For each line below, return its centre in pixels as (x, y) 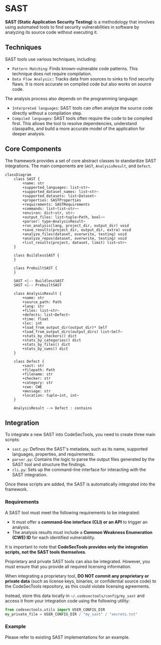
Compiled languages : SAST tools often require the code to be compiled (82, 118)
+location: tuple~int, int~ (51, 395)
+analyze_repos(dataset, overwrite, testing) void (75, 238)
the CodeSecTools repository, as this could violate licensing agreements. (78, 586)
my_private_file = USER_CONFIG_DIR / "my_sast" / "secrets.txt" (71, 614)
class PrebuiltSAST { (35, 268)
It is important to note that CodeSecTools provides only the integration (77, 547)
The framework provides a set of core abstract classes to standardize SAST (81, 161)
